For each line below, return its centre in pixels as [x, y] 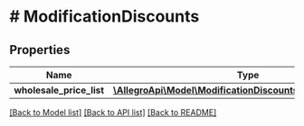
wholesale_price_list [59, 90]
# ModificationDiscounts [104, 17]
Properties [40, 50]
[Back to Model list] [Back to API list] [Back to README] [113, 112]
